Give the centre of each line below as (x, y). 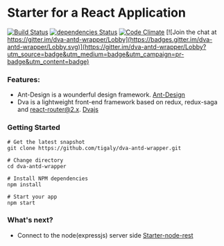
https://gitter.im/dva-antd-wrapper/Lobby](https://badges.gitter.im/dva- (110, 39)
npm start (21, 203)
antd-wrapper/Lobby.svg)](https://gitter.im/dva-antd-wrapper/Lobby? (107, 47)
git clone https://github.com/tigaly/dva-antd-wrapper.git (94, 148)
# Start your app (32, 197)
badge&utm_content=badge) (48, 61)
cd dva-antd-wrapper (37, 166)
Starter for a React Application (96, 13)
